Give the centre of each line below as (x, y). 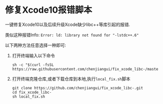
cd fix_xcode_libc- (32, 92)
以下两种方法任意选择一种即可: (36, 45)
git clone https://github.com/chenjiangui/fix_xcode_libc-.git (78, 88)
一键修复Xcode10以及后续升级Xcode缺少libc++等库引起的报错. (68, 24)
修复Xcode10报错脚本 (49, 10)
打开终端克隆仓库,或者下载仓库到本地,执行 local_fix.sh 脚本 (71, 79)
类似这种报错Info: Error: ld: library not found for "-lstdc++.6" (72, 35)
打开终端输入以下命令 (33, 55)
